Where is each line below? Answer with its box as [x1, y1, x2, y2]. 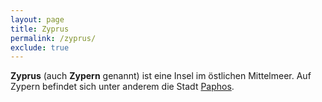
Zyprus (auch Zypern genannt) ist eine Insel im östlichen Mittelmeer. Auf [10, 70, 312, 82]
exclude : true [10, 42, 70, 53]
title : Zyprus [10, 24, 70, 34]
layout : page [10, 14, 65, 25]
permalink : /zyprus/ [10, 33, 97, 43]
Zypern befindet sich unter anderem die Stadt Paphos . [10, 81, 235, 93]
